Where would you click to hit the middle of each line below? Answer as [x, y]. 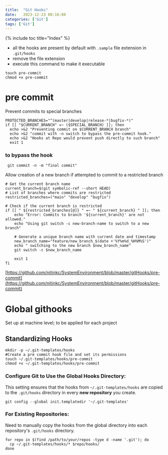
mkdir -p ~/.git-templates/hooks [40, 350]
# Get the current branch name [38, 184]
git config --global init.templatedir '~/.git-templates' [67, 402]
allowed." [16, 219]
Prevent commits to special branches [43, 112]
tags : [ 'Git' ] [20, 24]
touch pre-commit [23, 73]
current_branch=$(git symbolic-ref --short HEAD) [58, 189]
